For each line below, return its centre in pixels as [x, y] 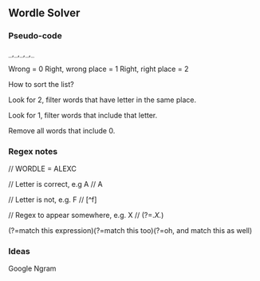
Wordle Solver [44, 13]
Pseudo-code [35, 36]
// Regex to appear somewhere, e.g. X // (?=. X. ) [86, 215]
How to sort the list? [41, 84]
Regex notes [33, 151]
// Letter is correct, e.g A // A [55, 184]
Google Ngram [32, 269]
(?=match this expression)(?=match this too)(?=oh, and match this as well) [130, 230]
